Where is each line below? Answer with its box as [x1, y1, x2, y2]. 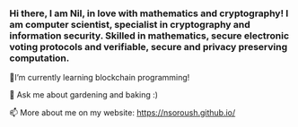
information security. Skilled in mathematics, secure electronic [9, 30, 290, 42]
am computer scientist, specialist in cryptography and [9, 18, 251, 30]
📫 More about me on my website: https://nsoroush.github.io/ [9, 107, 236, 118]
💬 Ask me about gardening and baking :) [9, 89, 159, 100]
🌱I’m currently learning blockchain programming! [9, 72, 190, 83]
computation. [9, 52, 70, 64]
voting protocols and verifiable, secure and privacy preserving [9, 40, 288, 53]
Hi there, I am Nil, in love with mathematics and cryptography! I [9, 7, 289, 20]
